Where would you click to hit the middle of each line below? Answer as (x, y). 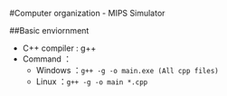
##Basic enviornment (49, 30)
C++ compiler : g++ (59, 48)
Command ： (47, 59)
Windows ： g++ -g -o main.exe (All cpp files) (127, 70)
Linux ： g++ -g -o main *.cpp (92, 82)
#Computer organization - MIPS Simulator (87, 13)
